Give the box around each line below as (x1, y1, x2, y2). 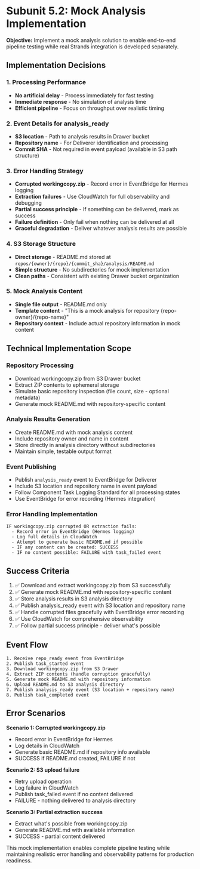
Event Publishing (6, 463, 57, 471)
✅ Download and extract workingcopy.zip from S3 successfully (14, 582, 171, 589)
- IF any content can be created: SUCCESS (11, 544, 119, 550)
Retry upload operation (14, 778, 72, 785)
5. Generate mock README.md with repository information (6, 676, 151, 683)
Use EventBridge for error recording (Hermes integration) (14, 495, 156, 503)
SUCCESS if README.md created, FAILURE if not (14, 754, 136, 762)
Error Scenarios (6, 708, 66, 719)
